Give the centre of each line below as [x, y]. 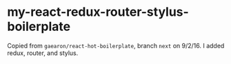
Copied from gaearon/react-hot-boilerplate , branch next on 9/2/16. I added [116, 45]
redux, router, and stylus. [43, 53]
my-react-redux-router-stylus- [98, 12]
